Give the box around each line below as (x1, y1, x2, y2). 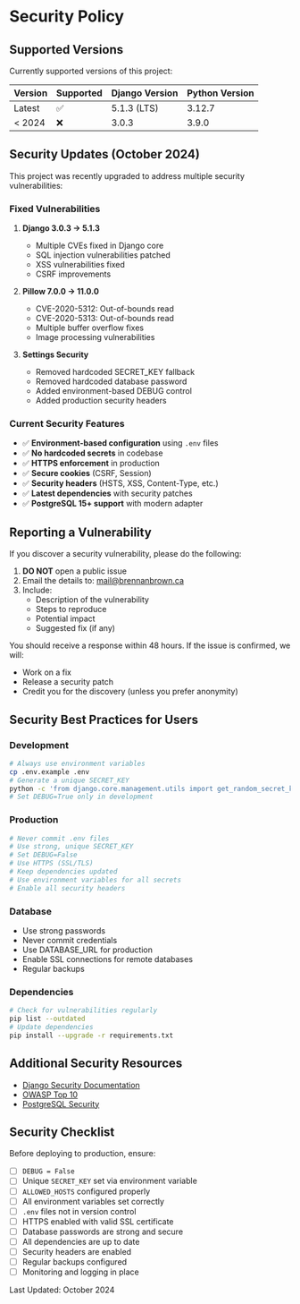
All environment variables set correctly (21, 1196, 165, 1206)
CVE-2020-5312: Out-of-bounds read (35, 303, 174, 314)
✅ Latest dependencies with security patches (21, 488, 194, 499)
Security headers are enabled (21, 1246, 132, 1257)
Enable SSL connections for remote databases (21, 954, 194, 964)
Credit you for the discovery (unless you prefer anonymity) (21, 686, 238, 697)
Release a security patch (21, 677, 114, 687)
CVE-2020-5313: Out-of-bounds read (35, 313, 174, 324)
